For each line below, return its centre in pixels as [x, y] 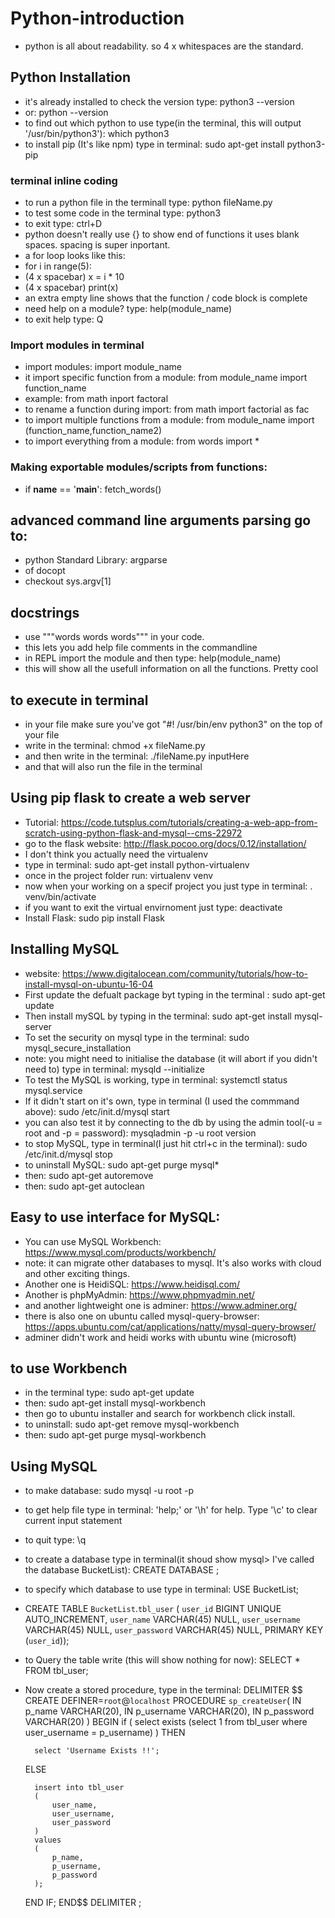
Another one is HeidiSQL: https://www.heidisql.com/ [132, 1284]
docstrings [45, 612]
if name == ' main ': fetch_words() [93, 489]
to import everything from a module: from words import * [142, 441]
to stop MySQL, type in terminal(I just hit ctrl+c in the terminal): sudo [166, 1143]
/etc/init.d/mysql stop [68, 1154]
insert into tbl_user [79, 1788]
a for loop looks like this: [75, 256]
